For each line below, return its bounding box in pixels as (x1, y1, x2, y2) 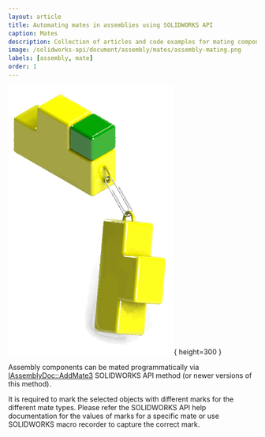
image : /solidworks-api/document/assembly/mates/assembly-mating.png (8, 46, 242, 54)
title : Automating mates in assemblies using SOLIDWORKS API (8, 21, 214, 29)
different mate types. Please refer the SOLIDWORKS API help (8, 402, 207, 412)
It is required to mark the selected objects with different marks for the (8, 394, 234, 404)
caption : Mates (8, 29, 58, 37)
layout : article (8, 13, 62, 21)
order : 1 (8, 63, 37, 71)
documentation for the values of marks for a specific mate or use (8, 411, 219, 420)
